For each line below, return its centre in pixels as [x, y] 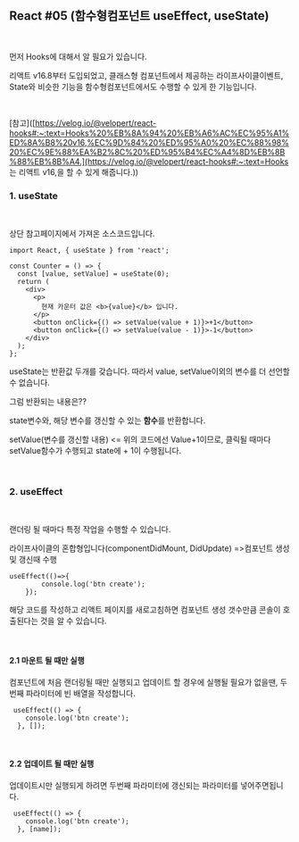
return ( [33, 282]
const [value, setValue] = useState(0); [93, 274]
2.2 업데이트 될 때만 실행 [52, 764]
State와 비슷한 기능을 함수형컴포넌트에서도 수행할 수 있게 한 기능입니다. [133, 87]
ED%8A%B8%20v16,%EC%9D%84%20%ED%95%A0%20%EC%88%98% [149, 142]
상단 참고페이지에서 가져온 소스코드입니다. [82, 234]
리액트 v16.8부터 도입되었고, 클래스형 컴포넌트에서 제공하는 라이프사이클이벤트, [146, 75]
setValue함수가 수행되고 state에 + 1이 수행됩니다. [96, 451]
